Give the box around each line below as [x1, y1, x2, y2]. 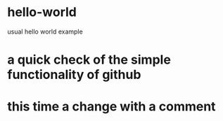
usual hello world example [7, 27, 83, 36]
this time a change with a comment [7, 99, 216, 115]
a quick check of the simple [7, 52, 171, 68]
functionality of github [7, 67, 141, 83]
